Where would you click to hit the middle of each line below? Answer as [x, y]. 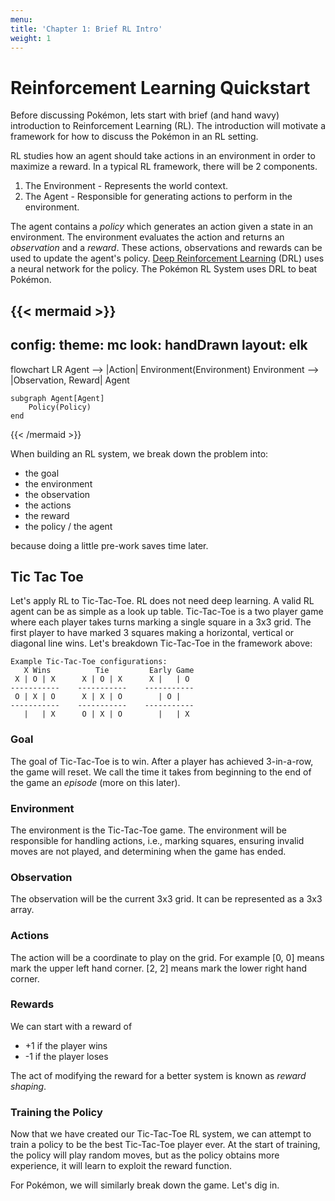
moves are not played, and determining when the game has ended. [148, 851]
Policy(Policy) [60, 407]
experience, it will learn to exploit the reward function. [121, 1166]
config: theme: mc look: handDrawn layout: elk [159, 345]
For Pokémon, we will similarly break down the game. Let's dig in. [145, 1185]
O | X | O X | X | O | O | [98, 697]
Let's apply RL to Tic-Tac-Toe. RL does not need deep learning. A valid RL [162, 601]
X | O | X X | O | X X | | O [102, 679]
